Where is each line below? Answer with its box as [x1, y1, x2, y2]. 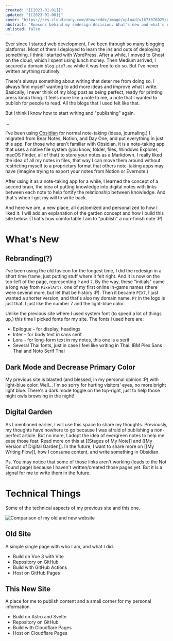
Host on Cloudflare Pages [12, 630, 68, 636]
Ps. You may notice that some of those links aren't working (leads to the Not [5, 459, 167, 465]
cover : [5, 17, 20, 22]
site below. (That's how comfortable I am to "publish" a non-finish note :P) [5, 216, 163, 222]
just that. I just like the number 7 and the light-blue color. [5, 301, 125, 307]
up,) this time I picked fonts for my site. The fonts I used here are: [5, 316, 144, 322]
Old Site [5, 530, 31, 539]
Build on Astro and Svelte [12, 614, 67, 620]
